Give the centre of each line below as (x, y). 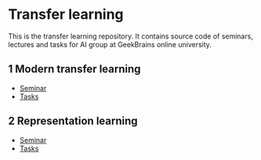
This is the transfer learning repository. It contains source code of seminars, (130, 36)
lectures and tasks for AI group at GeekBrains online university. (110, 44)
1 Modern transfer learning (74, 69)
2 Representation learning (73, 121)
